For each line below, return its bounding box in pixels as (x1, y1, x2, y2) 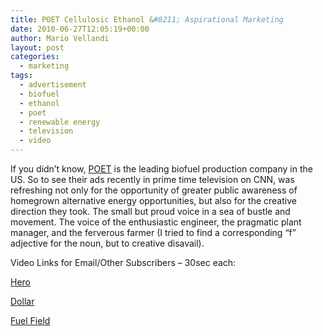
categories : (10, 52, 60, 62)
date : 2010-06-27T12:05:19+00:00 (10, 24, 150, 34)
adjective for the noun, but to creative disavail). (10, 237, 205, 249)
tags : (10, 71, 33, 81)
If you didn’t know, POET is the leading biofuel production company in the (10, 163, 313, 175)
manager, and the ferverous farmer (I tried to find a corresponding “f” (10, 227, 297, 238)
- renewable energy (19, 117, 101, 127)
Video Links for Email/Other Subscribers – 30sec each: (10, 257, 237, 268)
